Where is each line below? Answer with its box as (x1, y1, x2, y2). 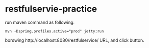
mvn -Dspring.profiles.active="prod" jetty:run (5, 29, 104, 33)
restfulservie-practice (5, 3, 97, 15)
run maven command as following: (5, 19, 75, 25)
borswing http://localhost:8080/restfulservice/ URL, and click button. (5, 37, 145, 43)
